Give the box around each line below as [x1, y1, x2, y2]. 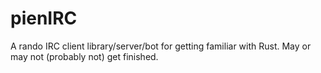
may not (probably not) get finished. [10, 50, 159, 62]
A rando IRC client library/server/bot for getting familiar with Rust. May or [10, 40, 312, 52]
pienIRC [10, 7, 78, 30]
